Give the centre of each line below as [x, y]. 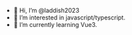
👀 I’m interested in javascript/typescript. [69, 17]
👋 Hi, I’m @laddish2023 [46, 10]
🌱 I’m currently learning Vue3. [55, 25]
